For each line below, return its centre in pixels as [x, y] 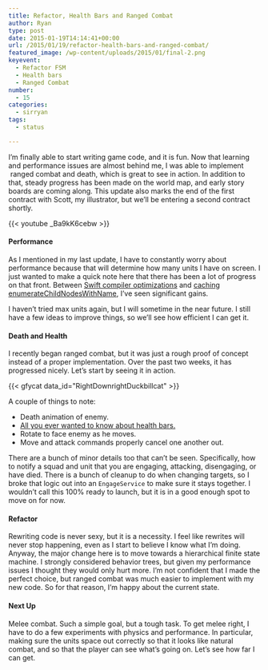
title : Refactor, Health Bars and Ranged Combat [91, 16]
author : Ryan [30, 23]
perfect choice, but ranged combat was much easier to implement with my [131, 579]
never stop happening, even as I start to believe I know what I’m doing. [125, 545]
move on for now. [37, 501]
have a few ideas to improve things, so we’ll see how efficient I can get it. [129, 317]
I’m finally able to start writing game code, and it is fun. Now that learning [129, 157]
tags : [17, 120]
